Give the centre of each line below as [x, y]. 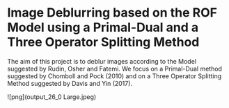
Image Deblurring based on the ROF [112, 13]
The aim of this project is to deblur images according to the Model [102, 61]
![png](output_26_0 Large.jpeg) [52, 97]
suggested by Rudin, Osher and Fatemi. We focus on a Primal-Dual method [115, 69]
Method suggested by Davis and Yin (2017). [70, 83]
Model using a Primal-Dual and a [103, 27]
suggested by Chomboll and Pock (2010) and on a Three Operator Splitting [114, 76]
